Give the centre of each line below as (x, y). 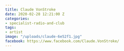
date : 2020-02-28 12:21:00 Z (35, 14)
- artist (14, 32)
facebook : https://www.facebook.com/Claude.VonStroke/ (62, 41)
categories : (17, 18)
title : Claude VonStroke (30, 9)
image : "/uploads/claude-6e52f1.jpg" (44, 37)
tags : (11, 28)
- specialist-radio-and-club (35, 23)
